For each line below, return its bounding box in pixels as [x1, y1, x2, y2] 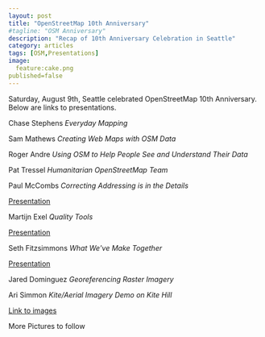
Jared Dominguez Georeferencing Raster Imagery [8, 274, 175, 284]
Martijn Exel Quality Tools [8, 211, 93, 222]
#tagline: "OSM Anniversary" [8, 27, 106, 35]
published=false [8, 72, 63, 80]
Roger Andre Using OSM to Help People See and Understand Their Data [8, 149, 248, 159]
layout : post [8, 11, 52, 20]
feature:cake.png [15, 64, 74, 73]
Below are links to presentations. [8, 102, 117, 112]
